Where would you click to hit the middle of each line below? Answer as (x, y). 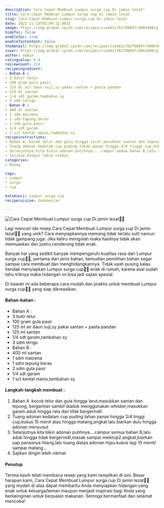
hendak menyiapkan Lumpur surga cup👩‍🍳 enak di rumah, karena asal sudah (82, 269)
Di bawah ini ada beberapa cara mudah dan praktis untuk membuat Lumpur (81, 284)
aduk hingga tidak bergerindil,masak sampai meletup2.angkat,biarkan (82, 437)
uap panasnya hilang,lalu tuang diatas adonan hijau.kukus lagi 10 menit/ (84, 443)
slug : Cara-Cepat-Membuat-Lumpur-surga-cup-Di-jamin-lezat (66, 19)
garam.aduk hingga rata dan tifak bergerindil (57, 411)
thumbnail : (16, 46)
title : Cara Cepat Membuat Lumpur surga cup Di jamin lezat (68, 14)
